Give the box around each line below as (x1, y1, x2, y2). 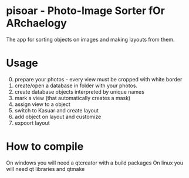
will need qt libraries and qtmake (6, 165, 85, 172)
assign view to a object (14, 101, 70, 108)
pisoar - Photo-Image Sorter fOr (6, 4, 166, 18)
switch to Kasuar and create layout (14, 107, 99, 114)
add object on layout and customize (14, 113, 102, 120)
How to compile (6, 140, 84, 153)
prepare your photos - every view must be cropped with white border (14, 76, 183, 83)
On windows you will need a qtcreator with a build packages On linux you (6, 159, 184, 166)
